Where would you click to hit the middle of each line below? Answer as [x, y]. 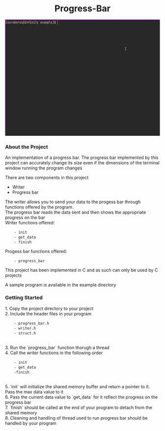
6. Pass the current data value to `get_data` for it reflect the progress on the [82, 397]
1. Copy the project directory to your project [49, 308]
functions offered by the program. [39, 207]
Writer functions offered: [30, 223]
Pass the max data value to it [34, 392]
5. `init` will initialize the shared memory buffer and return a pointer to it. [77, 386]
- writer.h [25, 328]
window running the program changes [44, 168]
